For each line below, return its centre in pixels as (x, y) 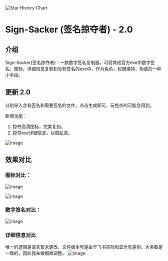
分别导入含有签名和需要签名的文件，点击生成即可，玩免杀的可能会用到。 (79, 105)
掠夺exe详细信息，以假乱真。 (42, 132)
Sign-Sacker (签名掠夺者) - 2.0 (69, 30)
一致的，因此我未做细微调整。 (36, 253)
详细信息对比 (21, 235)
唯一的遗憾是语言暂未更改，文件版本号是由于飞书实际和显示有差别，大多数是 (84, 247)
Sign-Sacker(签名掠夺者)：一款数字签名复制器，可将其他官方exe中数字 (78, 62)
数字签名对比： (23, 210)
